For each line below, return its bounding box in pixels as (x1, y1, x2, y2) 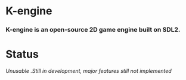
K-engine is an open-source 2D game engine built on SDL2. (5, 26, 181, 34)
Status (5, 48, 39, 61)
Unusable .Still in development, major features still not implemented (5, 67, 172, 75)
